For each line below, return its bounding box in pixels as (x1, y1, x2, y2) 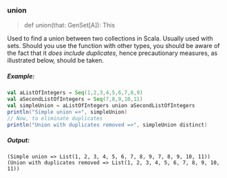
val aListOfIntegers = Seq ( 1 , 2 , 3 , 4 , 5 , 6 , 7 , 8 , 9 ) (7, 89, 143, 96)
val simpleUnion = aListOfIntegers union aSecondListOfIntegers (7, 102, 195, 109)
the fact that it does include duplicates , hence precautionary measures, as (7, 49, 218, 57)
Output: (7, 136, 30, 144)
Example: (7, 71, 35, 80)
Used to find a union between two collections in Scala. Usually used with (7, 34, 213, 43)
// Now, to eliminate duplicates (7, 115, 103, 122)
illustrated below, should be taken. (7, 56, 105, 65)
